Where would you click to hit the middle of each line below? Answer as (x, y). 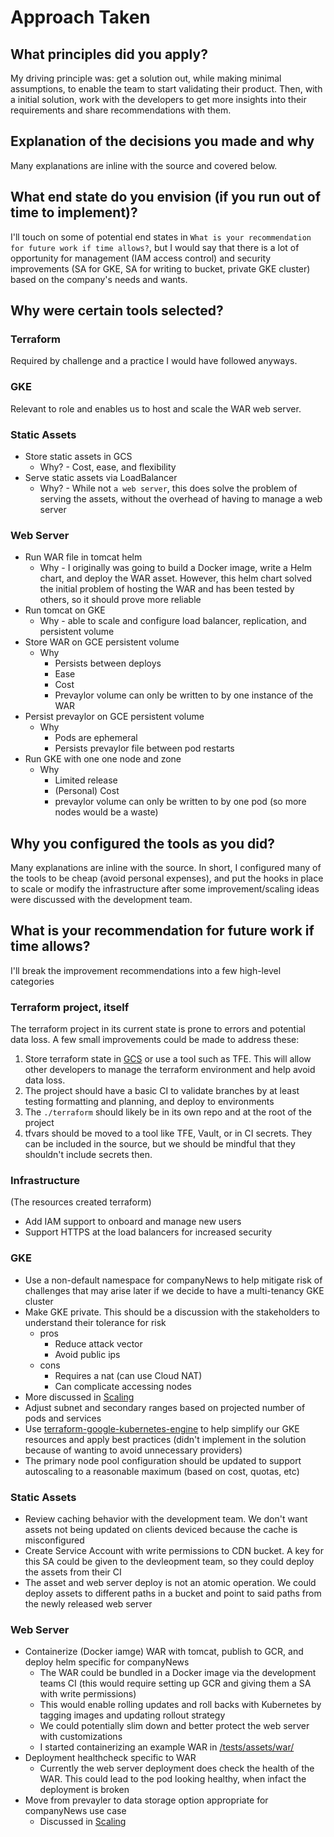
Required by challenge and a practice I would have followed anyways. (154, 361)
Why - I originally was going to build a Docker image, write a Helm (176, 568)
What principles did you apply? (109, 54)
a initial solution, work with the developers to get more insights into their (158, 99)
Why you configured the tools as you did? (142, 843)
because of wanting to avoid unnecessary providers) (133, 1450)
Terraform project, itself (70, 1007)
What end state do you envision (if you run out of (166, 197)
